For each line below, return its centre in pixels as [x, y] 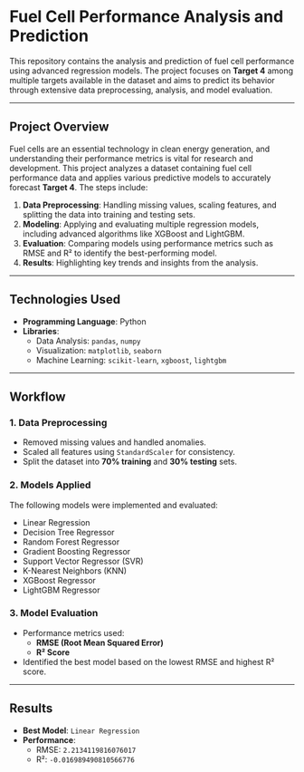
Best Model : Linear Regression [81, 730]
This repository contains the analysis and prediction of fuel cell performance [152, 61]
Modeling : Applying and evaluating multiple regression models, [141, 224]
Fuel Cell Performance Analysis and [147, 17]
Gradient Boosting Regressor [76, 551]
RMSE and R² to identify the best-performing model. [119, 253]
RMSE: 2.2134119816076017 [86, 749]
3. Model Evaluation [54, 613]
